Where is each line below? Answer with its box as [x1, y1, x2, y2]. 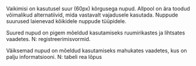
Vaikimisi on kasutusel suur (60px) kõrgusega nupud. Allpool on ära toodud [6, 5, 190, 12]
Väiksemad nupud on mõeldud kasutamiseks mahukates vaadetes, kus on [6, 47, 187, 54]
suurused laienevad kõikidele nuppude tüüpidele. [6, 18, 127, 24]
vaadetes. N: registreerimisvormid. [6, 36, 91, 42]
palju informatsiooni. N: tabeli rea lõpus [6, 54, 102, 60]
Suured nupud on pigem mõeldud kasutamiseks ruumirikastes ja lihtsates [6, 29, 185, 36]
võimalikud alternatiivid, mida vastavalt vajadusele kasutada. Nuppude [6, 11, 178, 18]
